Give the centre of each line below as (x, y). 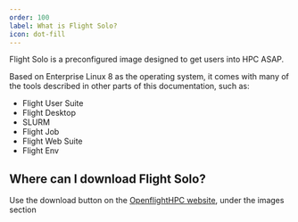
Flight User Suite (53, 103)
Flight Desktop (49, 113)
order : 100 (29, 17)
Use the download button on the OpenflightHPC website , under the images (147, 201)
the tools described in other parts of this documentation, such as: (129, 86)
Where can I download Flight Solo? (108, 179)
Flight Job (41, 132)
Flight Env (41, 151)
